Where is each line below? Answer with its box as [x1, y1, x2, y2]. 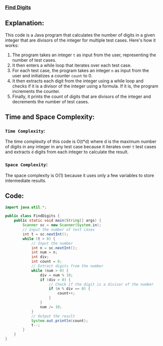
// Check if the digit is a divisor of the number [48, 282, 154, 287]
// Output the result [31, 314, 76, 319]
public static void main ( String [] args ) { [14, 218, 102, 223]
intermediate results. [5, 178, 46, 184]
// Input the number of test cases [22, 227, 95, 232]
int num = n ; [31, 250, 58, 255]
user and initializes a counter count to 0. [12, 72, 93, 78]
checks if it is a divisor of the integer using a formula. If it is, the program [12, 83, 159, 89]
